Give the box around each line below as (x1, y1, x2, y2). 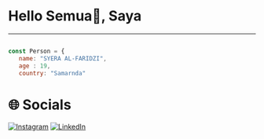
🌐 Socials (8, 96, 72, 113)
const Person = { (8, 47, 65, 55)
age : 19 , (18, 62, 51, 70)
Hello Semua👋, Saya (8, 7, 142, 25)
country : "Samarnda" (18, 69, 86, 77)
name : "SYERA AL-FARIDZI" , (18, 54, 108, 62)
